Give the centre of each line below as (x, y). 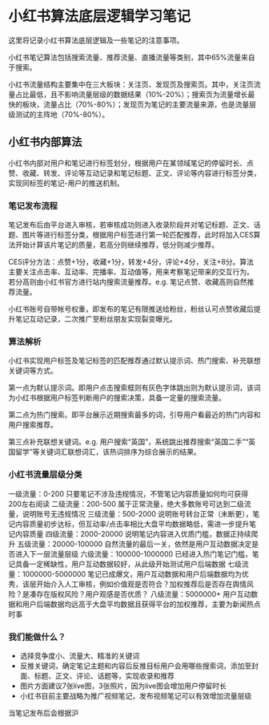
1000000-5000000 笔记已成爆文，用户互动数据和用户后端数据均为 (132, 573)
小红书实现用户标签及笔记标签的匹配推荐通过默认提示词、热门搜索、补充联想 (134, 361)
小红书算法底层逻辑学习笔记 (100, 16)
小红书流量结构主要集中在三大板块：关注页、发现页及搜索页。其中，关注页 (131, 84)
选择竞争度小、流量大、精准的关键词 (80, 655)
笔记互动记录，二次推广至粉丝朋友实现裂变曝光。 (96, 319)
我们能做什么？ (37, 637)
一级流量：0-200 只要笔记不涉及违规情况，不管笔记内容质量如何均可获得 (128, 493)
